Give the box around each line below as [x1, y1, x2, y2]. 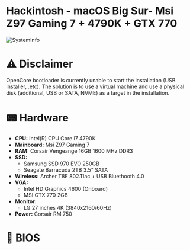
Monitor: [14, 197, 37, 205]
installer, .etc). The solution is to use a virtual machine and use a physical [6, 83, 185, 90]
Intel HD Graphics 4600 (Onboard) [23, 185, 108, 192]
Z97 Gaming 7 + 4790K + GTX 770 [6, 17, 178, 30]
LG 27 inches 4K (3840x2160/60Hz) [23, 204, 112, 211]
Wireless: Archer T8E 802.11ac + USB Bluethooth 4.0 [14, 172, 144, 180]
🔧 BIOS [6, 231, 40, 244]
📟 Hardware [6, 111, 69, 125]
